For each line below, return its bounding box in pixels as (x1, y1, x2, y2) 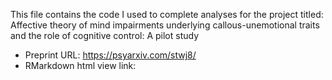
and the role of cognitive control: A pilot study (10, 30, 199, 41)
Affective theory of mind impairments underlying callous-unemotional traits (10, 19, 320, 31)
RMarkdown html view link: (24, 60, 137, 71)
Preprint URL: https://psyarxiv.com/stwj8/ (24, 49, 197, 61)
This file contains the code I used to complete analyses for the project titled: (10, 9, 324, 20)
